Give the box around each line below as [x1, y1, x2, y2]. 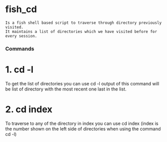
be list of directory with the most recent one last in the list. [5, 86, 127, 92]
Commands [5, 45, 34, 52]
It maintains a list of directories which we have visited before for [5, 29, 157, 34]
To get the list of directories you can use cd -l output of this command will [5, 80, 159, 86]
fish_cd [5, 4, 37, 15]
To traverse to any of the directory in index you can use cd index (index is [5, 120, 158, 126]
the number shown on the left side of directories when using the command [5, 125, 161, 132]
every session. [5, 33, 37, 38]
